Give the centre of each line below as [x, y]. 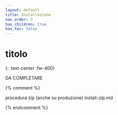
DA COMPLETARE [24, 78]
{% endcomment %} [27, 108]
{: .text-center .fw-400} [30, 68]
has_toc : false [21, 29]
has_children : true [26, 24]
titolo [17, 54]
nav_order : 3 [19, 19]
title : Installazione [28, 15]
